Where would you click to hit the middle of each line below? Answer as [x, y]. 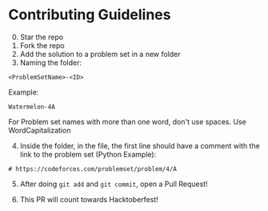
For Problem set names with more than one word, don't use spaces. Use [127, 121]
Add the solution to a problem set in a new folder [100, 54]
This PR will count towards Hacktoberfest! [89, 199]
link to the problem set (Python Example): [88, 154]
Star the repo [42, 37]
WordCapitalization [40, 130]
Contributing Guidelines [90, 15]
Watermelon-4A [32, 107]
